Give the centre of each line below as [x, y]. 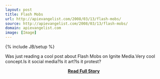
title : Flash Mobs [24, 14]
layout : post [19, 10]
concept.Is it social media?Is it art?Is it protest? [53, 61]
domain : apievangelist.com [33, 28]
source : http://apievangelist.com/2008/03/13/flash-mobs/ [67, 23]
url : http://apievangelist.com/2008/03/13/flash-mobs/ [63, 19]
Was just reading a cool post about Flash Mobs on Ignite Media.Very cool [80, 56]
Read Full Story [84, 71]
